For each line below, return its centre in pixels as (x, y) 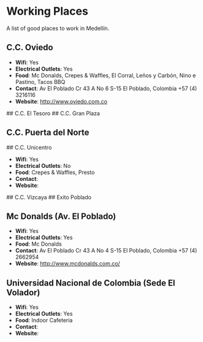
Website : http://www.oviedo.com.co (61, 101)
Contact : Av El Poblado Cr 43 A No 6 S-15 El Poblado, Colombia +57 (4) (106, 88)
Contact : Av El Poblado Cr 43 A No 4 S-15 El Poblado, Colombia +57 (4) (106, 251)
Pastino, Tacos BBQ (40, 82)
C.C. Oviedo (30, 47)
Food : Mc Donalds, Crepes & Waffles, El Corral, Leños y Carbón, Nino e (105, 75)
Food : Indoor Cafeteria (44, 321)
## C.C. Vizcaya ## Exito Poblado (49, 197)
